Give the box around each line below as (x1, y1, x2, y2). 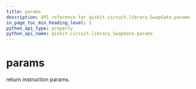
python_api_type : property (6, 25, 73, 31)
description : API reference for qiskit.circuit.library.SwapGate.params (6, 14, 191, 20)
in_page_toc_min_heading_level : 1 (6, 20, 92, 26)
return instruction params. (6, 76, 70, 83)
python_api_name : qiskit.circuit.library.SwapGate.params (6, 31, 153, 37)
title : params (6, 8, 42, 15)
